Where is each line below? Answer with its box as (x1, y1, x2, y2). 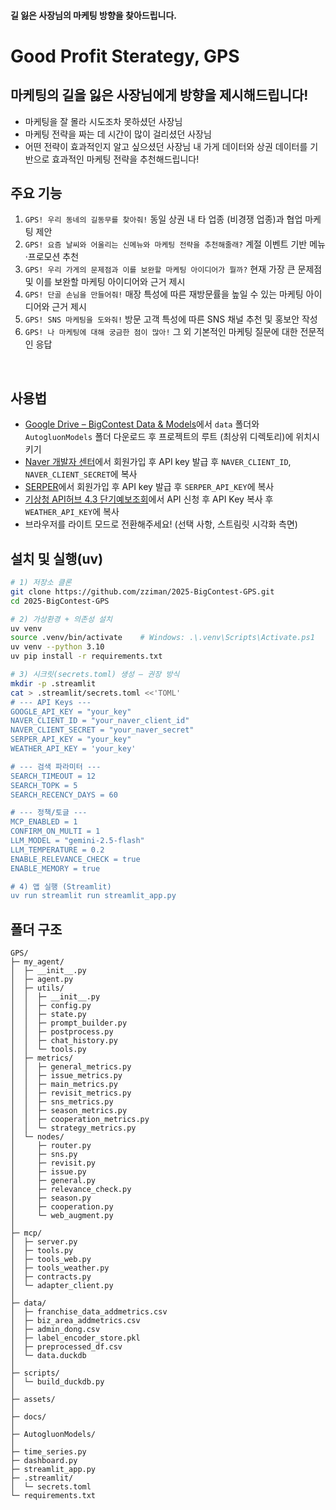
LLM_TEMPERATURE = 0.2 (10, 845, 105, 855)
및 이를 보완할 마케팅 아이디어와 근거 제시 (24, 276, 186, 288)
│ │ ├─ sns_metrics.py (10, 1097, 114, 1107)
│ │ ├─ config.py (10, 1001, 92, 1011)
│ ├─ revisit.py (10, 1158, 97, 1169)
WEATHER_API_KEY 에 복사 (24, 506, 120, 518)
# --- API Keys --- (10, 697, 92, 707)
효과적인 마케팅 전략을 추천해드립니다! (51, 153, 200, 165)
